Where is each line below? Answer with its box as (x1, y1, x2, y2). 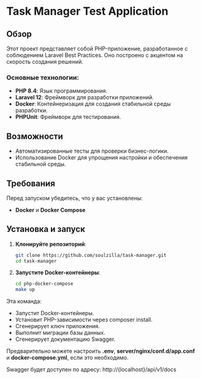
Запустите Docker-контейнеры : (15, 269, 101, 277)
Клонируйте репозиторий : (15, 240, 87, 248)
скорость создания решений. (6, 58, 84, 65)
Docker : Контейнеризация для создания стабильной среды (15, 100, 171, 108)
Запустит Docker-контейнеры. (15, 310, 94, 317)
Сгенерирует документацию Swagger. (15, 335, 116, 343)
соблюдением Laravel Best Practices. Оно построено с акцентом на (6, 52, 183, 59)
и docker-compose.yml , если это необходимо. (6, 354, 129, 361)
